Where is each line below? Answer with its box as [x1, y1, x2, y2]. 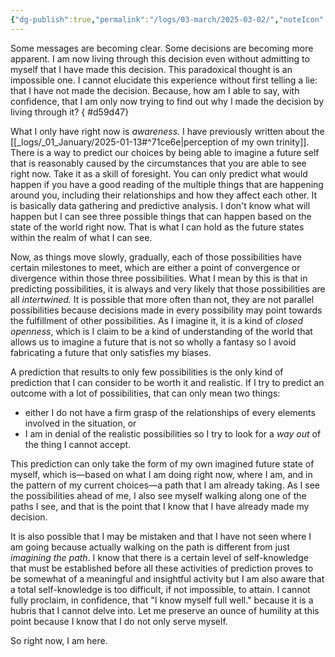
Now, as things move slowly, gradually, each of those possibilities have [10, 251, 303, 263]
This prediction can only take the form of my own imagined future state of [10, 457, 315, 470]
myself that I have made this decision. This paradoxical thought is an [10, 63, 293, 75]
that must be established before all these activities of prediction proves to [10, 562, 314, 574]
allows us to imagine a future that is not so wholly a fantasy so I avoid [10, 336, 297, 348]
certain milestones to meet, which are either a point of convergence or [10, 261, 301, 273]
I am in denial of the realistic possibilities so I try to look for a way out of [24, 427, 322, 440]
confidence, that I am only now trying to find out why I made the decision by [10, 95, 325, 107]
